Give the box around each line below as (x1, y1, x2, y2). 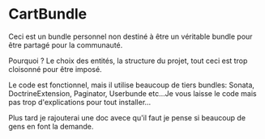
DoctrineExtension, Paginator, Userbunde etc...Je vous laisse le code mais (8, 88, 257, 98)
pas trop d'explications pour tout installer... (8, 97, 152, 107)
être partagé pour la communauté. (8, 40, 123, 49)
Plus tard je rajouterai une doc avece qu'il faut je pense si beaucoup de (8, 112, 246, 122)
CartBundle (8, 5, 88, 23)
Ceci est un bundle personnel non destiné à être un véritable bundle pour (8, 32, 253, 41)
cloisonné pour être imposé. (8, 64, 103, 74)
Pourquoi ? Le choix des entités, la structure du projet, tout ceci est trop (8, 56, 248, 65)
